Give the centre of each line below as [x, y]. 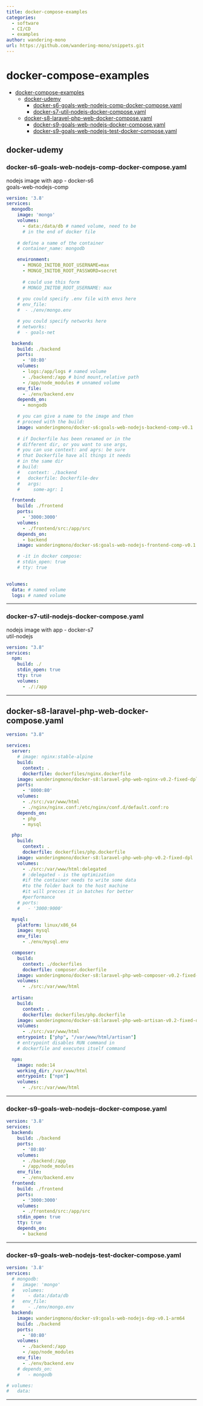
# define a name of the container [60, 243]
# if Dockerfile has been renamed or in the [74, 439]
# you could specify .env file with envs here [77, 299]
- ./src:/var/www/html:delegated [64, 869]
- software [25, 23]
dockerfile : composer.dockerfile [64, 969]
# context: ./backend [47, 472]
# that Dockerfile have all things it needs [74, 456]
